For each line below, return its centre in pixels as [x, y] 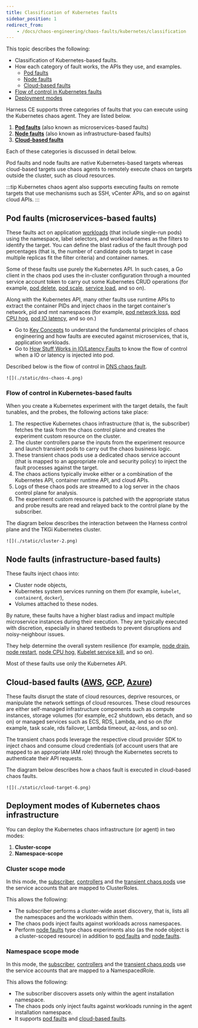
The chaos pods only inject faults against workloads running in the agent [103, 1006]
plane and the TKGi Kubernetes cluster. [54, 530]
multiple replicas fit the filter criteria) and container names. [78, 258]
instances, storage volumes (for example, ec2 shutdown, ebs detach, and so [99, 715]
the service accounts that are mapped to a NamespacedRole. [81, 971]
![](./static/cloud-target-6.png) [49, 787]
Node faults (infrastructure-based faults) [83, 559]
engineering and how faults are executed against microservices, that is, [102, 336]
